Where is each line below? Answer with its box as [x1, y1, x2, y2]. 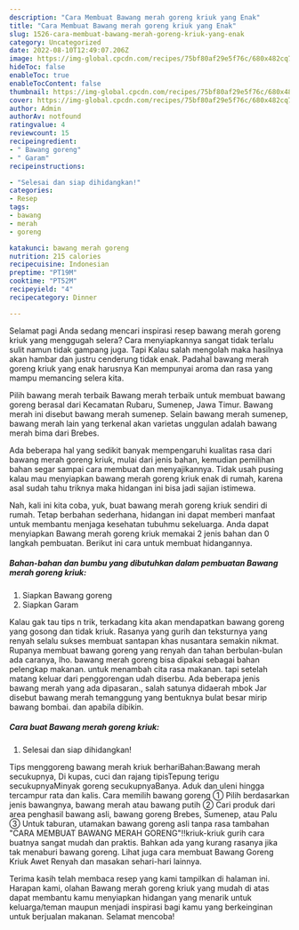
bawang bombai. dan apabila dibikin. [9, 702, 144, 712]
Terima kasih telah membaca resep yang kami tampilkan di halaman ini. [9, 873, 271, 884]
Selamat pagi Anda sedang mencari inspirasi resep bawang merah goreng [9, 325, 281, 336]
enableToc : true [9, 71, 69, 80]
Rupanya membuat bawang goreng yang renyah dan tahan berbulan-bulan [9, 645, 283, 655]
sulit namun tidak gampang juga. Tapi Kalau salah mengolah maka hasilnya [9, 344, 284, 355]
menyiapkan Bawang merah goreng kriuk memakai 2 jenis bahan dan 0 [9, 528, 270, 539]
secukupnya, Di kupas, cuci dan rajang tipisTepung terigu [9, 771, 220, 782]
